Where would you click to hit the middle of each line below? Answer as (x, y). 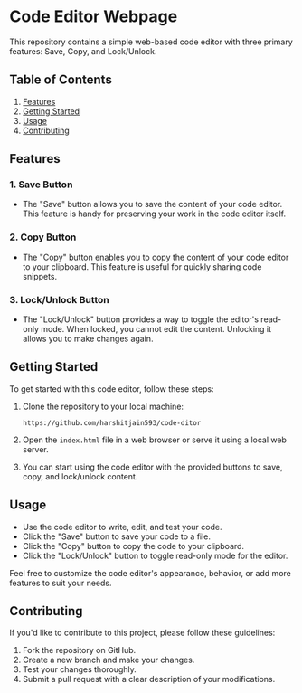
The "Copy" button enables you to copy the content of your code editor (156, 257)
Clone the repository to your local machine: (103, 406)
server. (36, 449)
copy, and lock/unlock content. (80, 476)
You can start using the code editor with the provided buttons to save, (152, 467)
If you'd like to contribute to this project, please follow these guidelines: (142, 633)
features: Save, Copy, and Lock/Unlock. (83, 51)
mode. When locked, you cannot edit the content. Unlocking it (156, 329)
